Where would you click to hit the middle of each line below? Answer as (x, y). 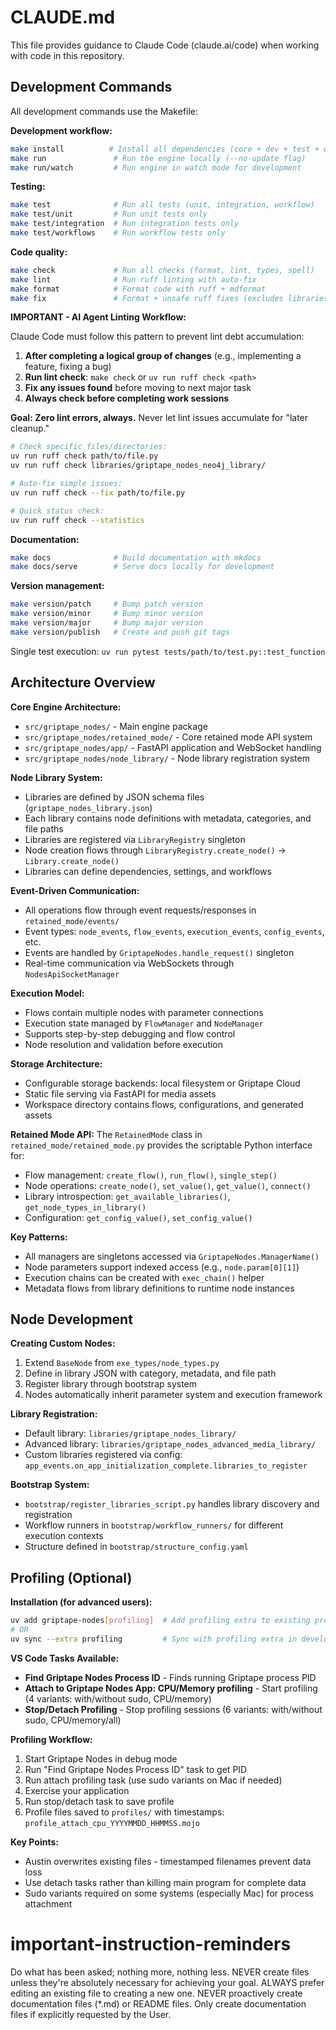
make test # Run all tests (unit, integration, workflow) (162, 205)
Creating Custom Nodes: (63, 1343)
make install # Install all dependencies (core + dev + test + (165, 149)
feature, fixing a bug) (68, 367)
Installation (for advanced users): (81, 1602)
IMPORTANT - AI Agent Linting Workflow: (98, 317)
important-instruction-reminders (151, 1944)
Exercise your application (77, 1790)
